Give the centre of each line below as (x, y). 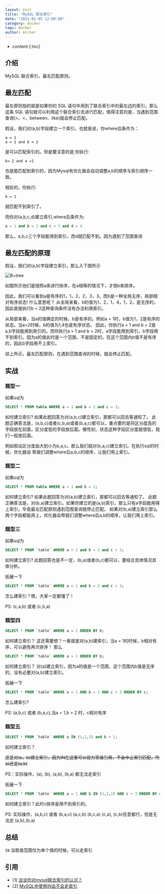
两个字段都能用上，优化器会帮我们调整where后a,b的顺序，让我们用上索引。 (81, 515)
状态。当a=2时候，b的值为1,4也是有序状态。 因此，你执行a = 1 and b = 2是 (81, 325)
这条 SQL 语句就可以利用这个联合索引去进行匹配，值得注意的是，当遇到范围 (82, 112)
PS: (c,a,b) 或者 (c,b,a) (28, 607)
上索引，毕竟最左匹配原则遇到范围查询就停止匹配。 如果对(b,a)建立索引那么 (82, 509)
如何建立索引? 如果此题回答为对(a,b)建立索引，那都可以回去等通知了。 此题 (81, 497)
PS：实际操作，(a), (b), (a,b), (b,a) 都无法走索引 (53, 774)
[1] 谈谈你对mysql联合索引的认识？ (47, 880)
